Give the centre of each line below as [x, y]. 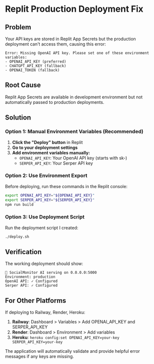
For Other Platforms [36, 301]
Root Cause [23, 85]
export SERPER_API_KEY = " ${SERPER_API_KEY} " [50, 200]
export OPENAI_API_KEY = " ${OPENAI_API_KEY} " [50, 195]
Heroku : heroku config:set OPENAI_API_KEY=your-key [66, 338]
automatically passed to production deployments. [55, 102]
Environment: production [30, 277]
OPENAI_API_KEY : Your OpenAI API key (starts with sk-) [73, 158]
